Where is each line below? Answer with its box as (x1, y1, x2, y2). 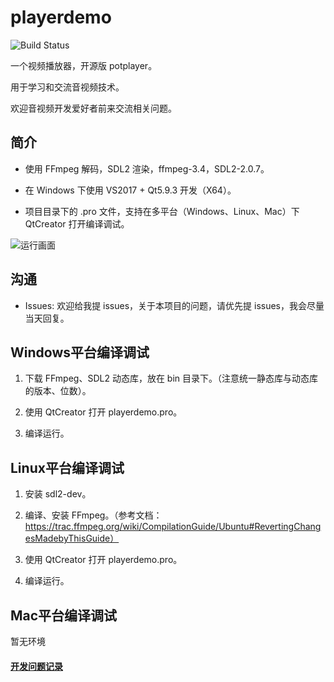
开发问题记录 (10, 660, 63, 672)
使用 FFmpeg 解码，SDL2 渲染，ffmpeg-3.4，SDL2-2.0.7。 (24, 162, 270, 175)
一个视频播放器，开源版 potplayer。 (10, 59, 158, 71)
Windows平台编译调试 (10, 344, 150, 361)
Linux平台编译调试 (10, 459, 125, 476)
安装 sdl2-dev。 (24, 488, 92, 500)
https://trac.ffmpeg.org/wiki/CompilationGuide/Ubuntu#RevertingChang (24, 521, 322, 533)
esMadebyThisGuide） (24, 532, 120, 545)
